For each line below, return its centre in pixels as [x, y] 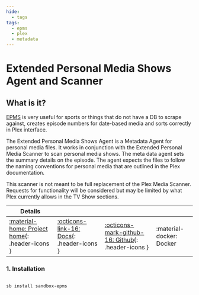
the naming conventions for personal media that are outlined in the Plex [93, 166]
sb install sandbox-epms [37, 286]
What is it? [26, 103]
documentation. [25, 173]
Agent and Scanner [55, 81]
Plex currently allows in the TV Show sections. [63, 197]
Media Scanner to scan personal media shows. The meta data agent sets [95, 154]
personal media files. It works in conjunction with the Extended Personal [94, 147]
